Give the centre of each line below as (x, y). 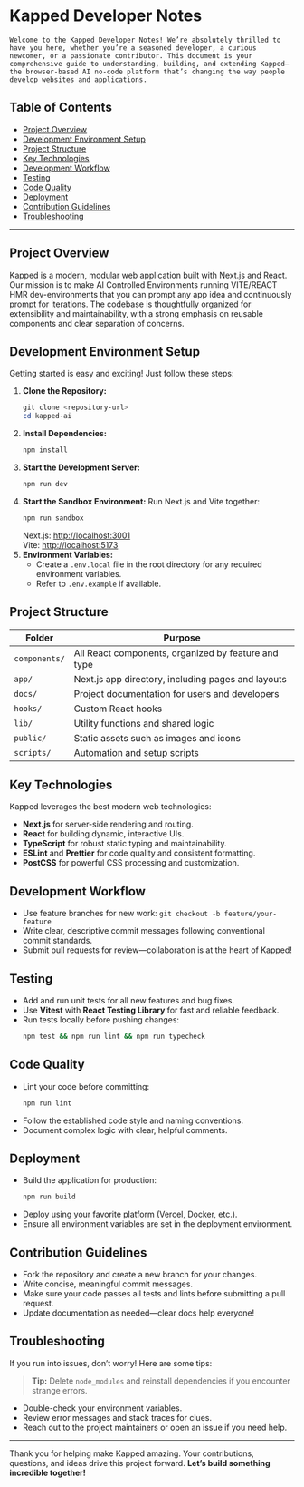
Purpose (182, 638)
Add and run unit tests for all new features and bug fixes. (128, 1000)
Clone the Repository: (64, 391)
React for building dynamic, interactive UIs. (103, 834)
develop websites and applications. (78, 79)
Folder (40, 638)
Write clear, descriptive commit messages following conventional (143, 931)
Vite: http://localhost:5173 (70, 544)
